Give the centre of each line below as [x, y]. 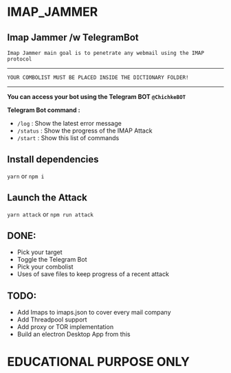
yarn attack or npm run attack [51, 214]
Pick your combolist [45, 267]
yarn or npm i [26, 176]
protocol [20, 59]
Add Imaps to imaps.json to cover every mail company [94, 313]
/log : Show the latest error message [69, 123]
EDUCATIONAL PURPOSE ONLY [99, 362]
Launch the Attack [47, 197]
